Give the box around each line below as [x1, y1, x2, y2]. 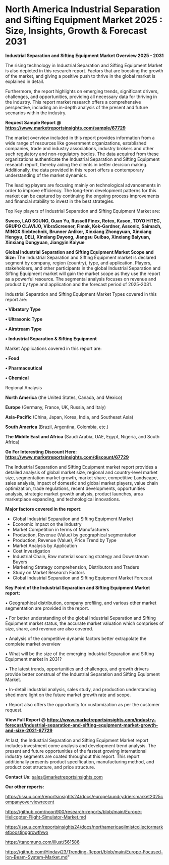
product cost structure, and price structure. [5, 764, 95, 770]
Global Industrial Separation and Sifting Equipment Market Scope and [5, 249, 154, 255]
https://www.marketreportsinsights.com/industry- [46, 716, 156, 722]
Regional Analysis [5, 384, 42, 390]
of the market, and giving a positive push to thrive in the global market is [5, 73, 155, 79]
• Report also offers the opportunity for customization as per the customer [5, 701, 160, 707]
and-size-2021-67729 [5, 727, 53, 734]
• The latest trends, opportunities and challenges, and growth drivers [5, 666, 149, 672]
